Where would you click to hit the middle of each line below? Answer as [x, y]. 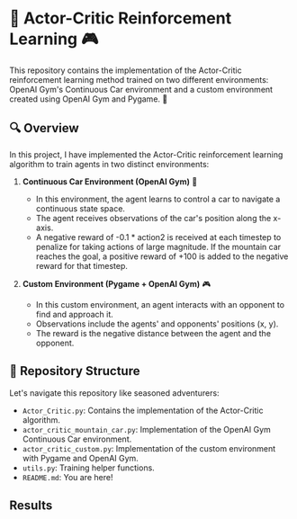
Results [31, 505]
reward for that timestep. [82, 265]
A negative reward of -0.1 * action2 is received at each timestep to [158, 237]
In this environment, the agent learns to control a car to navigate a [158, 199]
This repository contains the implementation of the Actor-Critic [126, 70]
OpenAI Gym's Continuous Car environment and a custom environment [141, 89]
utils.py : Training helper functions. [88, 468]
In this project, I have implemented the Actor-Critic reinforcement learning [146, 154]
